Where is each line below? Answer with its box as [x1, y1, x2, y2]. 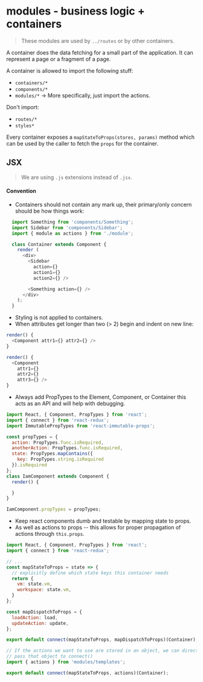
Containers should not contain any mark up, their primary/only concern [14, 201, 192, 208]
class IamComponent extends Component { [6, 473, 110, 480]
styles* [14, 122, 34, 129]
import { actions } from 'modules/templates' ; [6, 659, 126, 665]
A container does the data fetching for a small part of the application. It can [6, 48, 193, 56]
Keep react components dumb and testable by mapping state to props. [14, 517, 192, 525]
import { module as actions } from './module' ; [11, 230, 134, 236]
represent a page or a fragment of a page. [6, 55, 111, 62]
